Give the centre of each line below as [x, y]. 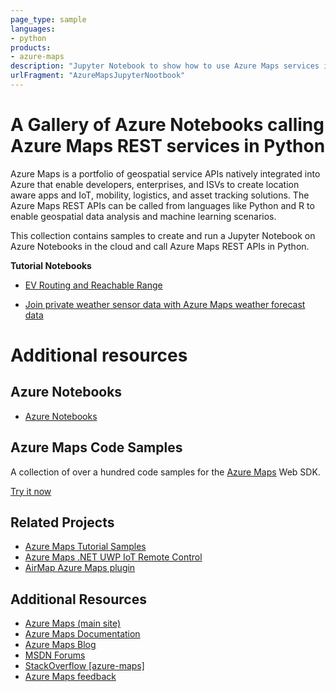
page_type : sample [48, 19]
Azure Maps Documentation [82, 634]
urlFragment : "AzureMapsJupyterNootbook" [98, 76]
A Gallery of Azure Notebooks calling [167, 125]
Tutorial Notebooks [51, 265]
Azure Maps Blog [60, 645]
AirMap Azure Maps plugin [80, 568]
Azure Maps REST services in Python [168, 146]
